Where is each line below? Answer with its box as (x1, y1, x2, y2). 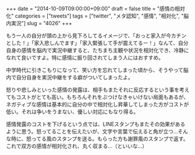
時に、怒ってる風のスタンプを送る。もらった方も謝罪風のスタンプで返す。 (10, 135, 189, 142)
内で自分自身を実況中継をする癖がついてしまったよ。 (6, 74, 134, 81)
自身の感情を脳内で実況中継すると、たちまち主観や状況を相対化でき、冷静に (6, 47, 189, 54)
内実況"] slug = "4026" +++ (6, 20, 73, 26)
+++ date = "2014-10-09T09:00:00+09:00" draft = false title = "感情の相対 (6, 5, 185, 12)
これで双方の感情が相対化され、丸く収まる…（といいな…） (6, 143, 147, 149)
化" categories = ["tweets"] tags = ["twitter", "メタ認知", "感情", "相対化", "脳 (6, 12, 189, 19)
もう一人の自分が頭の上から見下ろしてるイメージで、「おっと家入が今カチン (6, 32, 187, 39)
